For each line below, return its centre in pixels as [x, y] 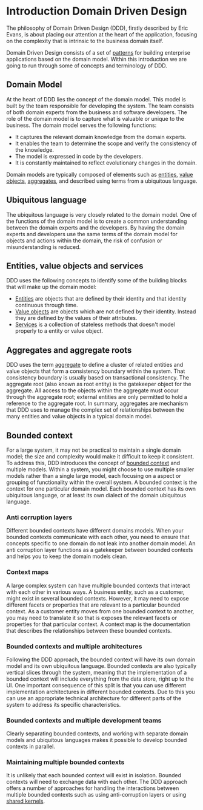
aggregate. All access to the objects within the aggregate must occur [92, 390]
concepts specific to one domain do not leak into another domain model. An [101, 543]
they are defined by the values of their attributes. [76, 318]
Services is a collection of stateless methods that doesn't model [95, 325]
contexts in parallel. [31, 747]
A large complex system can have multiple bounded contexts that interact [98, 585]
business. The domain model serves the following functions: [82, 125]
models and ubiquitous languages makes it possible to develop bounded [97, 740]
